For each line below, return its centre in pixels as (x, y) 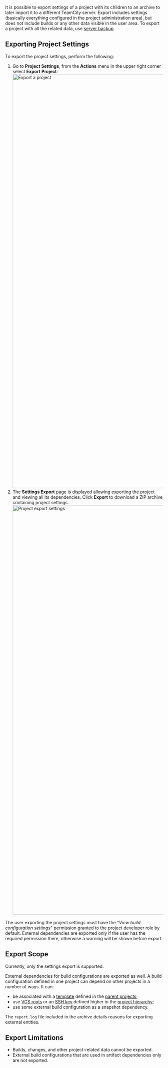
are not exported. (30, 1060)
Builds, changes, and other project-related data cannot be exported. (82, 1050)
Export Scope (27, 954)
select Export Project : (35, 71)
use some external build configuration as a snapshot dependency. (80, 1007)
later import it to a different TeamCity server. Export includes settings (76, 13)
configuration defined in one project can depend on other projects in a (77, 981)
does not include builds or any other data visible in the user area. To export (82, 23)
